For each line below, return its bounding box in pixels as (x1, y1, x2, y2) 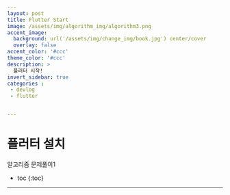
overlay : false (13, 42, 57, 49)
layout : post (7, 10, 44, 17)
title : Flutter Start (7, 16, 69, 23)
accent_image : (7, 29, 48, 36)
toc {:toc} (16, 174, 44, 182)
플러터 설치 (7, 136, 66, 152)
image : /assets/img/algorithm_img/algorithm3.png (7, 23, 152, 29)
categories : (7, 80, 44, 87)
